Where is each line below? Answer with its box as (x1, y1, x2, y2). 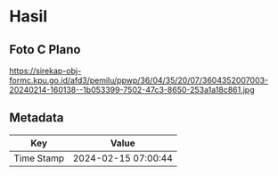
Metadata (9, 110, 64, 126)
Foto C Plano (9, 42, 81, 57)
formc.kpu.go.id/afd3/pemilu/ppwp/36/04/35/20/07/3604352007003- (9, 75, 269, 86)
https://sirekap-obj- (9, 65, 82, 76)
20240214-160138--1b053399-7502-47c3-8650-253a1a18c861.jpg (9, 85, 256, 95)
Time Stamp (13, 152, 65, 164)
